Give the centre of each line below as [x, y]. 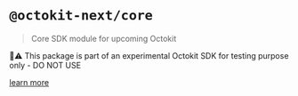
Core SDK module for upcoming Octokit [104, 38]
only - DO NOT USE [45, 65]
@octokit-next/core [81, 16]
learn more [29, 82]
